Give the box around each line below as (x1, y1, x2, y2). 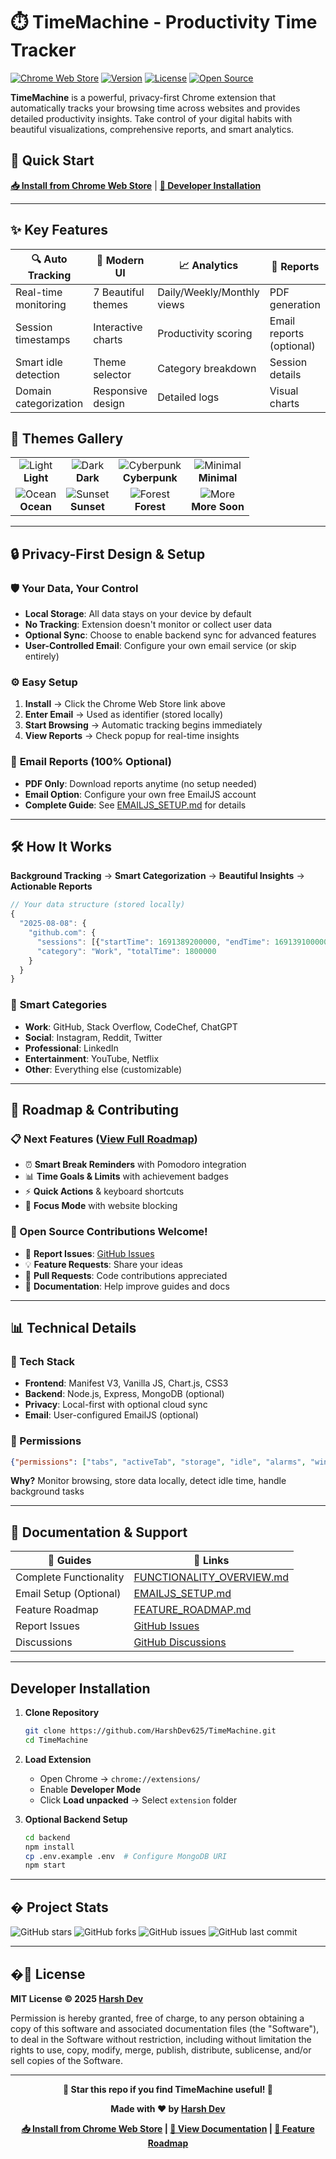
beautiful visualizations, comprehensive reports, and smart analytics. (10, 123, 295, 135)
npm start (24, 1860, 67, 1871)
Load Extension (24, 1753, 92, 1765)
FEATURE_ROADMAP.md (133, 1603, 252, 1617)
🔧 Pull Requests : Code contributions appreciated (24, 1269, 228, 1281)
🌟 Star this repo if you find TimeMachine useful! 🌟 (63, 2083, 273, 2095)
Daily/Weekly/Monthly (157, 285, 260, 299)
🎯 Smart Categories (10, 998, 108, 1012)
